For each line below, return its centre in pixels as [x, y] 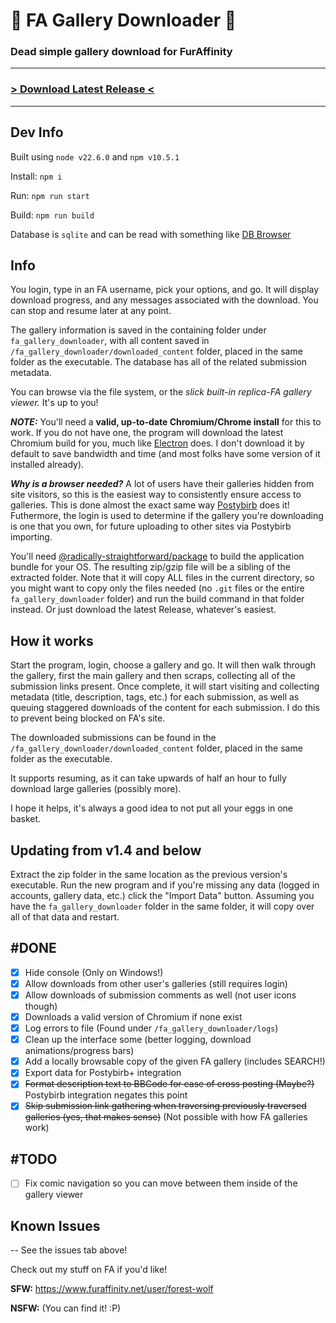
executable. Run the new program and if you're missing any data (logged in [165, 885]
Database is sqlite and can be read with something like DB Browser [151, 234]
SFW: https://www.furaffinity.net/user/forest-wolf [112, 1289]
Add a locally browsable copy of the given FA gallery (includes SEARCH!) [175, 1061]
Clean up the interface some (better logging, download [138, 1040]
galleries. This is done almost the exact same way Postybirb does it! [150, 505]
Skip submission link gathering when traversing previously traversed [165, 1106]
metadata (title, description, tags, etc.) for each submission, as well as [155, 697]
